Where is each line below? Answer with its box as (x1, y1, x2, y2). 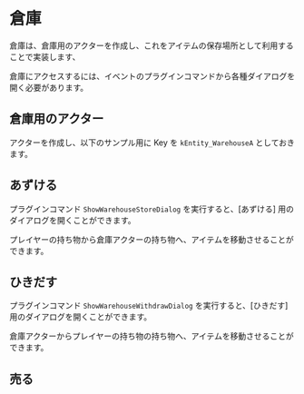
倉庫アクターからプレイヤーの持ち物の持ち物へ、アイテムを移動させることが (9, 330, 294, 341)
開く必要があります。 (9, 82, 89, 93)
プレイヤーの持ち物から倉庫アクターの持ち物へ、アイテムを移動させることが (9, 233, 294, 245)
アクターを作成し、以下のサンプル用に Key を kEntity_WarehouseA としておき (9, 137, 295, 148)
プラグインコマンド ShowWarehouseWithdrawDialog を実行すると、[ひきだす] (9, 300, 289, 311)
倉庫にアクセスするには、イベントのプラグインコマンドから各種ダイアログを (9, 70, 296, 82)
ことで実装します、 (9, 51, 81, 62)
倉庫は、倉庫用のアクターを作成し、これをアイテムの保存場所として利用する (9, 40, 294, 51)
